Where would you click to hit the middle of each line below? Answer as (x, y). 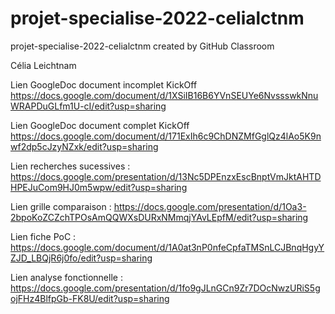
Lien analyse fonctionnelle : (66, 277)
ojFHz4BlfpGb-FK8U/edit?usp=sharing (90, 298)
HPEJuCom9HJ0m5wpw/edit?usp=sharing (99, 187)
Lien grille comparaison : (61, 206)
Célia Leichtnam (43, 65)
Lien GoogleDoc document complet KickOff (100, 125)
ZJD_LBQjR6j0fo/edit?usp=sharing (81, 258)
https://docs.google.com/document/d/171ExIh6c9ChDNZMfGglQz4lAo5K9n (166, 136)
